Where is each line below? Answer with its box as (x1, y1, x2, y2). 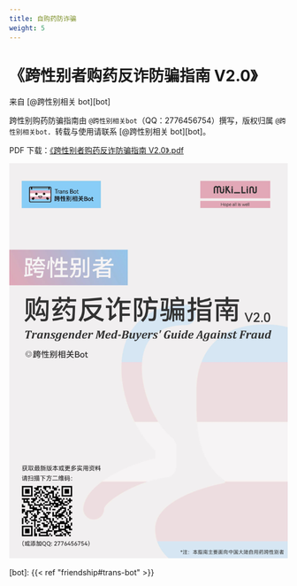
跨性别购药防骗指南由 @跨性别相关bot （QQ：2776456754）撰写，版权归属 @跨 (9, 115, 286, 126)
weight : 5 (9, 23, 46, 33)
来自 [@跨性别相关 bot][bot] (9, 96, 110, 107)
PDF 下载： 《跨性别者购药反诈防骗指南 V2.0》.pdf (9, 145, 184, 156)
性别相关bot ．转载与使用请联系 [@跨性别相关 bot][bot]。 (9, 127, 210, 137)
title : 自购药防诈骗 (9, 14, 77, 23)
